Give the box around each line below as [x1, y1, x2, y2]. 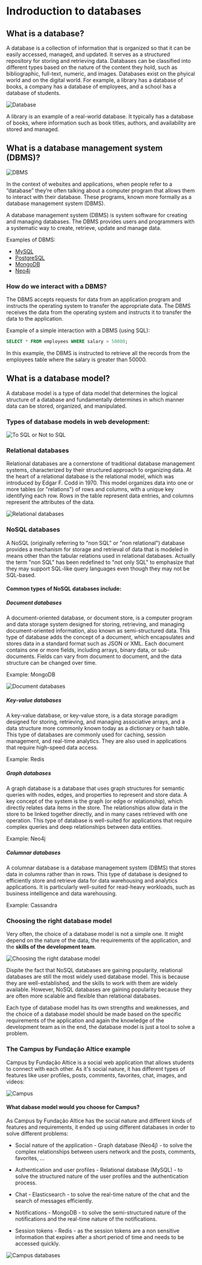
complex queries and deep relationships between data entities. [6, 823, 163, 831]
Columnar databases [6, 849, 61, 856]
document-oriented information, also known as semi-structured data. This [6, 627, 191, 635]
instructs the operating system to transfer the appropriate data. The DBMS [6, 302, 191, 310]
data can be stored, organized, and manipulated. [6, 402, 127, 410]
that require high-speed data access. [6, 744, 98, 751]
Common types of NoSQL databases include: [6, 585, 122, 592]
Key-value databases [6, 696, 62, 704]
